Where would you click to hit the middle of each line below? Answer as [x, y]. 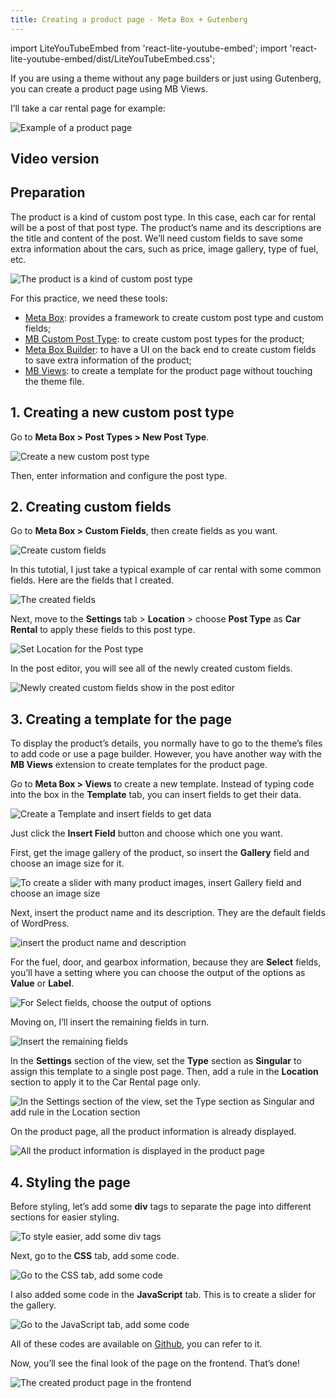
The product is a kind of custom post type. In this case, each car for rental [163, 217]
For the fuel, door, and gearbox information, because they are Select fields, [166, 962]
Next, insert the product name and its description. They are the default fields [168, 913]
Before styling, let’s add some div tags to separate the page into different [161, 1207]
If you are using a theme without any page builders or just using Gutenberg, [166, 78]
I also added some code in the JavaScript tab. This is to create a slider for [163, 1295]
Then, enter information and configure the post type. [119, 475]
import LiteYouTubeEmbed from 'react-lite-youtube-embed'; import [149, 48]
